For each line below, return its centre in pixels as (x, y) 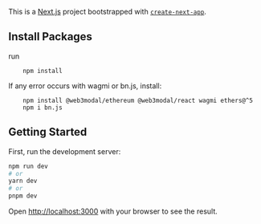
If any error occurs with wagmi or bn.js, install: (85, 86)
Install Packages (50, 37)
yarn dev (23, 181)
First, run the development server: (65, 151)
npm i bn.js (43, 108)
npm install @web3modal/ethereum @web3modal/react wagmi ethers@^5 (138, 100)
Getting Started (48, 132)
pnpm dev (23, 196)
